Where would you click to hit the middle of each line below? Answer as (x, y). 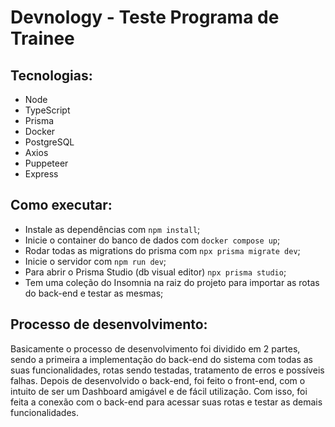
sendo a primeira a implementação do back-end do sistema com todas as (161, 359)
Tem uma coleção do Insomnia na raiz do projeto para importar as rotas (172, 282)
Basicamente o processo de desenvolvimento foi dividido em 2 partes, (155, 348)
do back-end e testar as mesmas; (94, 293)
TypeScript (47, 110)
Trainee (42, 38)
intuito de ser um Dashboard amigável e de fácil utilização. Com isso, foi (159, 391)
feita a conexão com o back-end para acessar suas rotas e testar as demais (166, 402)
